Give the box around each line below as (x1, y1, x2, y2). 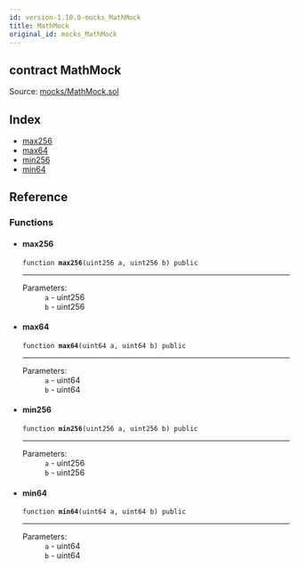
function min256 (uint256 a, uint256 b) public (21, 424, 198, 433)
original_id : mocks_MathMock (9, 29, 117, 38)
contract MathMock (9, 62, 122, 77)
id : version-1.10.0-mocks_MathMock (9, 12, 141, 22)
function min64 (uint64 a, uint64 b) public (21, 507, 187, 516)
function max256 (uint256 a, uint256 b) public (21, 258, 198, 267)
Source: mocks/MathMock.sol (9, 86, 119, 97)
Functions (9, 216, 53, 229)
